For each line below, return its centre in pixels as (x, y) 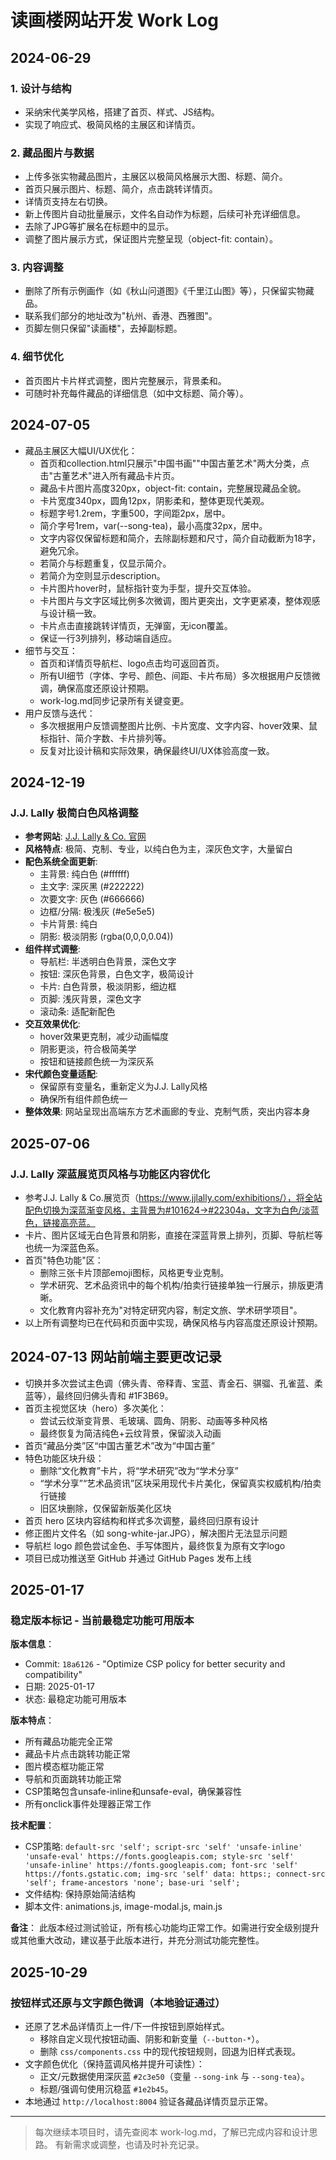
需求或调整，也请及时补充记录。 (138, 2145)
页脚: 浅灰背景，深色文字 (90, 999)
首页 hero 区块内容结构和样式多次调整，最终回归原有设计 (142, 1520)
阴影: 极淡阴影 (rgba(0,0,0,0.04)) (106, 937)
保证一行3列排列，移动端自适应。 (108, 638)
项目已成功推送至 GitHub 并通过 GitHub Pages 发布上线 (138, 1558)
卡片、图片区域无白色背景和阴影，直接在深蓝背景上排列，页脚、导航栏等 (173, 1235)
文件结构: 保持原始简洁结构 (80, 1894)
